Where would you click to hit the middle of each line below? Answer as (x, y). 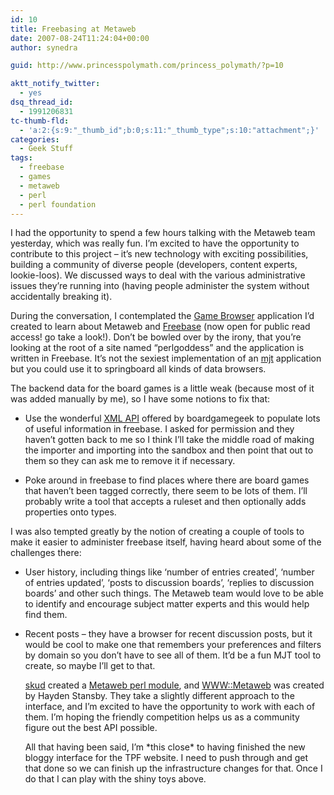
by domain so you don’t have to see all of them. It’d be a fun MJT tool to (173, 655)
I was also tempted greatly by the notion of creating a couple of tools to (157, 532)
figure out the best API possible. (91, 728)
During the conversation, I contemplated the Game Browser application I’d (162, 316)
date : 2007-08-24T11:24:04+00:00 (80, 38)
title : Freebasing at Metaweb (73, 29)
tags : (21, 158)
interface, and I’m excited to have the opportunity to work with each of (170, 707)
